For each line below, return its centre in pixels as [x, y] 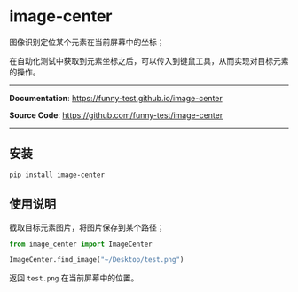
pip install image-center [57, 175]
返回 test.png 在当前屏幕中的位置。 [74, 278]
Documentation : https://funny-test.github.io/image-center [116, 98]
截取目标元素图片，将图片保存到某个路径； [87, 227]
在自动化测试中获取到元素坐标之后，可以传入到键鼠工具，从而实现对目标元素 [149, 60]
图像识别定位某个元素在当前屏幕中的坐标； [87, 42]
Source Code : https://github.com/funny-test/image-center [116, 115]
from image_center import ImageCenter [81, 244]
